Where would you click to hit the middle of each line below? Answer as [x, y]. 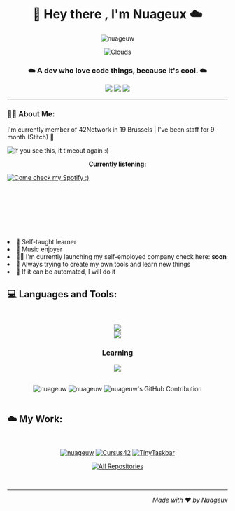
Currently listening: [117, 164]
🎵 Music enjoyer [40, 249]
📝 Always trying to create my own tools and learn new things [104, 264]
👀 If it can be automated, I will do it [66, 272]
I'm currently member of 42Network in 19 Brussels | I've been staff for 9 [111, 129]
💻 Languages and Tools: [62, 294]
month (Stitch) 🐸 [31, 136]
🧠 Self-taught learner [47, 241]
